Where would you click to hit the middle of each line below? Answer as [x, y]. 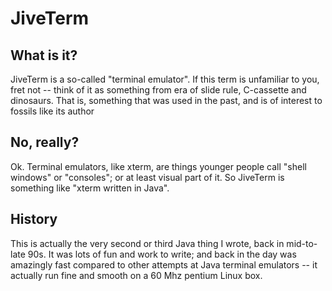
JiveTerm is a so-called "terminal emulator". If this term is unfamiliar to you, [165, 79]
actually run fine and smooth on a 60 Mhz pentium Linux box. [136, 275]
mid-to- [302, 243]
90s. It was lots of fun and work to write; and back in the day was [162, 254]
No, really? [45, 142]
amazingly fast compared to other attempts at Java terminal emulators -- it [164, 264]
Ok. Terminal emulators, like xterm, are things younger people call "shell [158, 166]
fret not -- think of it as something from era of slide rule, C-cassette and [158, 90]
